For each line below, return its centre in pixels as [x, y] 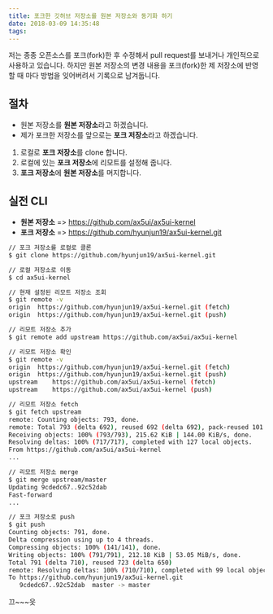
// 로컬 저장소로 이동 [40, 270]
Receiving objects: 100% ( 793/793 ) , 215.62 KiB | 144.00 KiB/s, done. [130, 435]
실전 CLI [28, 201]
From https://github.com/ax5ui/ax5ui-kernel [85, 450]
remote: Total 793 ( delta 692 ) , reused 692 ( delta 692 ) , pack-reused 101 [136, 427]
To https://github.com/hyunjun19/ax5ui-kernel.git [96, 578]
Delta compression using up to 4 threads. [81, 540]
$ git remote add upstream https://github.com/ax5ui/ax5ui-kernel [123, 337]
